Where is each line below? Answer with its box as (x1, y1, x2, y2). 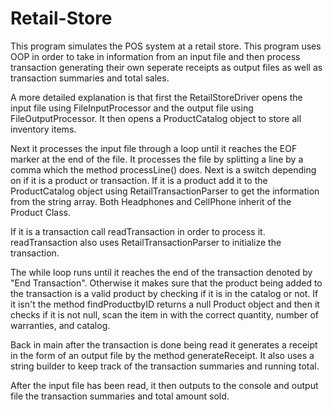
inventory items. (10, 123, 77, 135)
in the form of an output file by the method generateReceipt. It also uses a (10, 349, 315, 361)
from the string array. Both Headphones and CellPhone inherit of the (10, 195, 292, 207)
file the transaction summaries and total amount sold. (10, 390, 230, 402)
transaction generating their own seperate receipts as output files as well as (10, 61, 323, 73)
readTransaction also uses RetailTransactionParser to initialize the (10, 236, 282, 248)
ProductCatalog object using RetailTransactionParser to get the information (10, 185, 320, 197)
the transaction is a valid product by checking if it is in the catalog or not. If (10, 287, 319, 299)
